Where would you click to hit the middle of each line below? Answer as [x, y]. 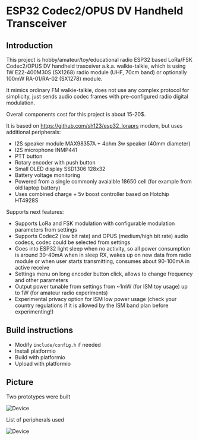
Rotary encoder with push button [55, 162]
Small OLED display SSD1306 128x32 [60, 169]
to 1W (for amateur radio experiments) [61, 293]
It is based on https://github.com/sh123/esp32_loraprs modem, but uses [94, 126]
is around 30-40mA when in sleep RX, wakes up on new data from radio [103, 255]
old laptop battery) [37, 188]
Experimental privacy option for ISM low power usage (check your [96, 299]
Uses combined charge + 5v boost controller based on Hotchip [92, 194]
